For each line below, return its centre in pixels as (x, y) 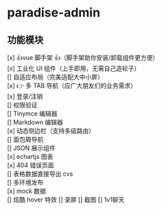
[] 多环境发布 (25, 182)
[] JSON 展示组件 (32, 148)
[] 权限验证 (22, 105)
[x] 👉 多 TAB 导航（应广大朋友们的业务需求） (72, 85)
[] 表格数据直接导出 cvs (40, 174)
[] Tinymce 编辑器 (32, 114)
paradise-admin (54, 13)
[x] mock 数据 (27, 191)
